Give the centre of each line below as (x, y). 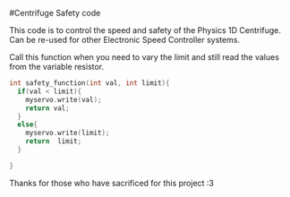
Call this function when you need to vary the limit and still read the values (145, 57)
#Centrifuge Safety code (55, 13)
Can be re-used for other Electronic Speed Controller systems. (124, 40)
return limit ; (54, 141)
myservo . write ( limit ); (68, 133)
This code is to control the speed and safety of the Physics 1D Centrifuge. (145, 30)
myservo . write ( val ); (64, 99)
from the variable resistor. (57, 67)
